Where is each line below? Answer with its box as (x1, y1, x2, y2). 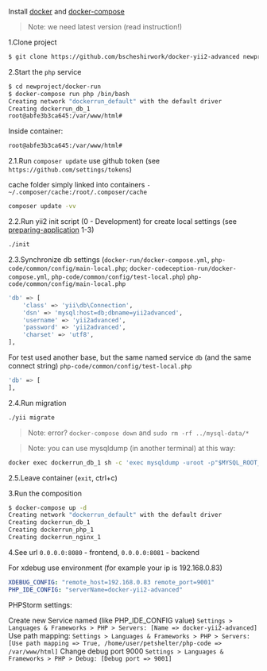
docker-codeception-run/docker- (130, 264, 237, 272)
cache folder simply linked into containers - (8, 180, 151, 190)
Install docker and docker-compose (8, 7, 125, 16)
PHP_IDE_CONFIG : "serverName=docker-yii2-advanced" (8, 585, 183, 594)
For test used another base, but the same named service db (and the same (8, 353, 252, 362)
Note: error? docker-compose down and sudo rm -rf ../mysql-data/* (27, 428, 250, 438)
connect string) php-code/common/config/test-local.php (8, 361, 192, 370)
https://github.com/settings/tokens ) (8, 164, 133, 174)
